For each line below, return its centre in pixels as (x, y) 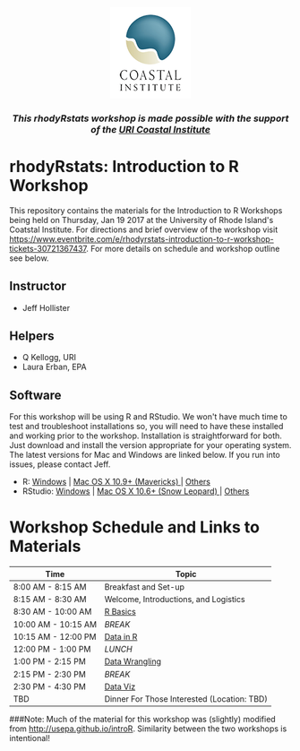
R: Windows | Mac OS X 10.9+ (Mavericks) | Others (116, 482)
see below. (29, 258)
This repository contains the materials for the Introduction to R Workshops (146, 210)
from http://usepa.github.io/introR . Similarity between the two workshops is (148, 729)
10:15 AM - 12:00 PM (55, 636)
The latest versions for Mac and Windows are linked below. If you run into (145, 455)
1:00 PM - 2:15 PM (50, 661)
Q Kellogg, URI (49, 358)
